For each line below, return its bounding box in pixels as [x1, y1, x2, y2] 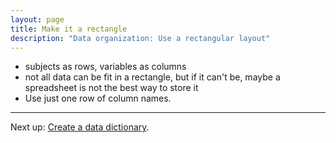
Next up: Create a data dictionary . [10, 121, 150, 133]
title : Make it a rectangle [10, 24, 128, 34]
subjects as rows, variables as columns [24, 61, 187, 73]
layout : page [10, 14, 65, 25]
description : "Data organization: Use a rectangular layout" [10, 33, 271, 43]
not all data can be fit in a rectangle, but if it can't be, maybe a [24, 71, 281, 83]
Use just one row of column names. [24, 92, 172, 105]
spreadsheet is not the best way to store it [24, 82, 199, 94]
